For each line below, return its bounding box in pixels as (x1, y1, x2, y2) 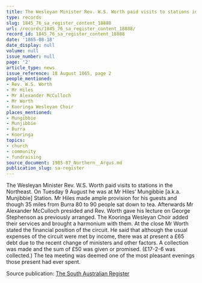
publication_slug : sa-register (6, 165, 85, 171)
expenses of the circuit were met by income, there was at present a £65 (6, 233, 185, 240)
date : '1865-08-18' (6, 37, 55, 43)
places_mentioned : (6, 109, 52, 115)
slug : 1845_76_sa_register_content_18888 (6, 20, 112, 26)
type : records (6, 14, 42, 20)
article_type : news (6, 64, 55, 71)
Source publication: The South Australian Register (6, 270, 130, 277)
